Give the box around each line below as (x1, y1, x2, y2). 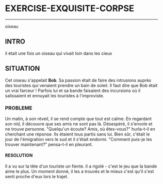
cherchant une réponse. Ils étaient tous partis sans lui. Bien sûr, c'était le (5, 131, 150, 137)
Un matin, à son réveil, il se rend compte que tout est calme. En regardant (5, 116, 152, 122)
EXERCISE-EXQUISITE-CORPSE (5, 3, 134, 14)
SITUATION (5, 64, 40, 73)
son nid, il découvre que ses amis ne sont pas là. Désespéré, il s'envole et (5, 121, 153, 126)
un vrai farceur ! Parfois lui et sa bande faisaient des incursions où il (5, 88, 141, 93)
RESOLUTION (5, 153, 33, 158)
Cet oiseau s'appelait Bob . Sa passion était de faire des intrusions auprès (5, 77, 151, 83)
